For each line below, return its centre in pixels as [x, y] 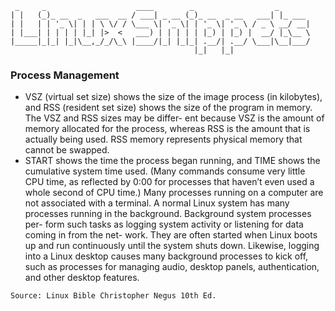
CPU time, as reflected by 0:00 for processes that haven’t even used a [169, 182]
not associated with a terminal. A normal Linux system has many [157, 203]
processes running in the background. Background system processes [168, 214]
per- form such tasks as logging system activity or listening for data [164, 224]
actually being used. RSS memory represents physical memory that [163, 139]
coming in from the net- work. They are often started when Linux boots [171, 235]
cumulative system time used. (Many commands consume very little [165, 171]
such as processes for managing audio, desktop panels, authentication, [172, 267]
